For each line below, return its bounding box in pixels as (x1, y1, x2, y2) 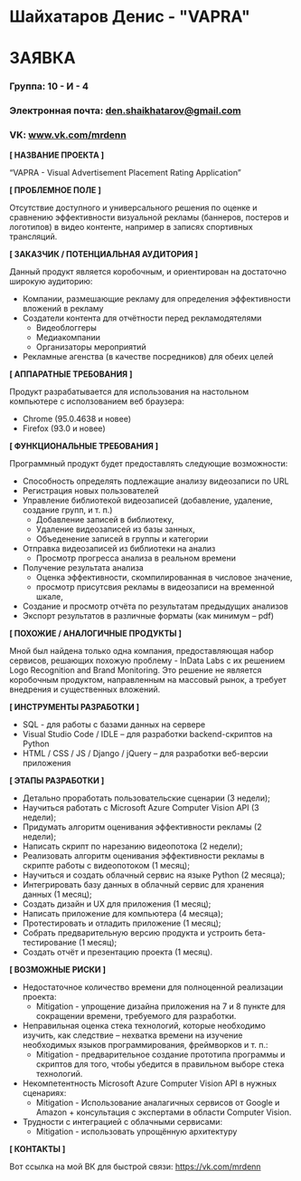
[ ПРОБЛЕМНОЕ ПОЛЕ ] (9, 184, 101, 196)
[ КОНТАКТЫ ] (9, 1143, 66, 1154)
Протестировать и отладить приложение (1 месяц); (22, 917, 221, 928)
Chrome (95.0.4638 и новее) (22, 413, 132, 424)
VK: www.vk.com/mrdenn (9, 129, 127, 141)
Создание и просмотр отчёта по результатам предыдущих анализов (22, 600, 289, 611)
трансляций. (9, 231, 58, 242)
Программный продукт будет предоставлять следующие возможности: (9, 457, 288, 468)
